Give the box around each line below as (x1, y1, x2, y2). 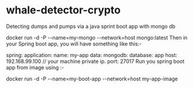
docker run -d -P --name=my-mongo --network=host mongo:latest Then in (6, 34, 188, 41)
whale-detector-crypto (6, 3, 121, 17)
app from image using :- (6, 64, 64, 71)
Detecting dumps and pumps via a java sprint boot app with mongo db (6, 23, 175, 30)
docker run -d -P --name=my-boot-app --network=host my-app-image (6, 75, 178, 82)
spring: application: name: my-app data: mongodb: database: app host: (6, 51, 177, 58)
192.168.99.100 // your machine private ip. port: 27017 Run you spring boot (6, 58, 185, 65)
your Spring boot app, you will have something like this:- (6, 40, 142, 47)
